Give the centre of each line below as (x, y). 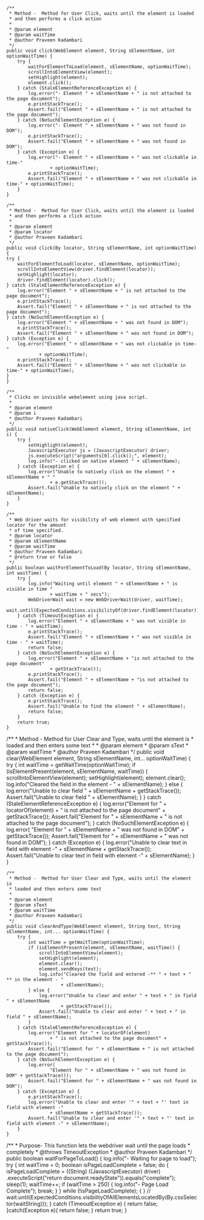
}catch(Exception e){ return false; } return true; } (67, 1210)
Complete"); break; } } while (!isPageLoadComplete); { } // (79, 1191)
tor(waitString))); (27, 1204)
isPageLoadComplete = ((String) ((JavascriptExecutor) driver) (83, 1171)
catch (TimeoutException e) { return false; (105, 1204)
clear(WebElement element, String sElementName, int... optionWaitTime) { (99, 758)
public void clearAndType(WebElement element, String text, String (93, 926)
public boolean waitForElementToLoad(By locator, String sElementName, (99, 568)
